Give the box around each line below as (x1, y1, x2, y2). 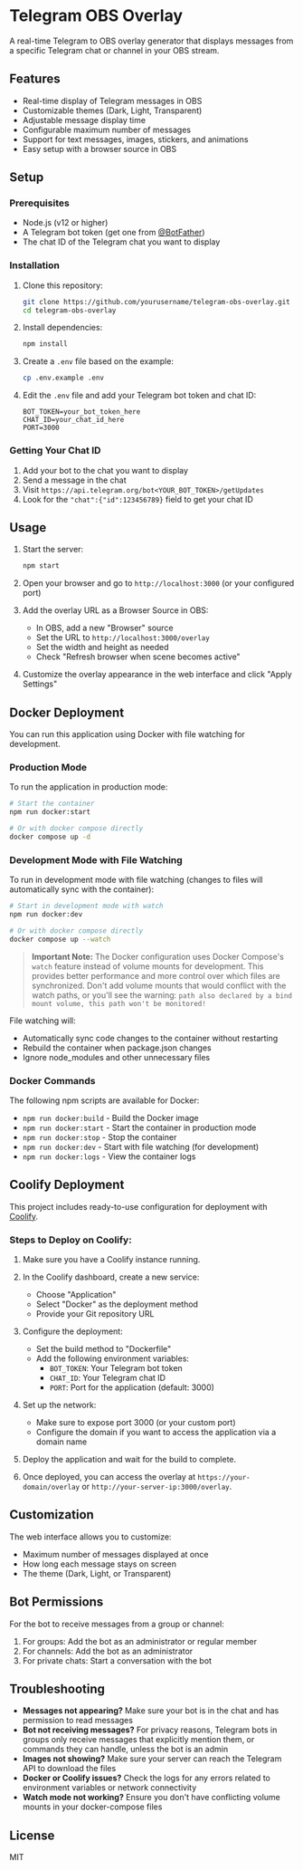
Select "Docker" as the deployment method (35, 1299, 199, 1309)
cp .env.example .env (22, 373, 104, 383)
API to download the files (22, 1763, 117, 1774)
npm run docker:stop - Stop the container (22, 1131, 177, 1142)
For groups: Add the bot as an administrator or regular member (22, 1635, 258, 1646)
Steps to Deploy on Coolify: (9, 1233, 133, 1246)
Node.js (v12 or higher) (22, 217, 109, 228)
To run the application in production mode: (9, 782, 168, 792)
